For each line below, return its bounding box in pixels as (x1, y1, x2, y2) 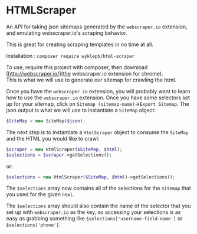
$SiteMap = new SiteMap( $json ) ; (6, 118, 86, 124)
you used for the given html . (6, 191, 75, 198)
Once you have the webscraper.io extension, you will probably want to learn (6, 87, 191, 95)
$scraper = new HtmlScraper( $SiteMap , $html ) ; (6, 146, 123, 152)
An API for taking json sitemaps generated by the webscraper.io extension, (6, 23, 188, 30)
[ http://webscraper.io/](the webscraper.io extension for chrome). (6, 70, 163, 77)
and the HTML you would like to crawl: (6, 135, 100, 142)
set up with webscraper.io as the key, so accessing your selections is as (6, 209, 181, 216)
